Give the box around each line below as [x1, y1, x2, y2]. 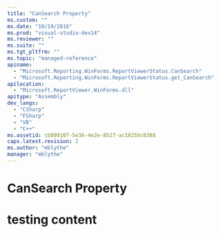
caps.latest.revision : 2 [7, 138, 79, 145]
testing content [7, 212, 97, 228]
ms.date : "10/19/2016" [7, 23, 73, 30]
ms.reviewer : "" [7, 36, 54, 43]
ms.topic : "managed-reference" [7, 55, 97, 62]
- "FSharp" [13, 112, 45, 119]
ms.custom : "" [7, 17, 48, 23]
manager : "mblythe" [7, 151, 64, 158]
